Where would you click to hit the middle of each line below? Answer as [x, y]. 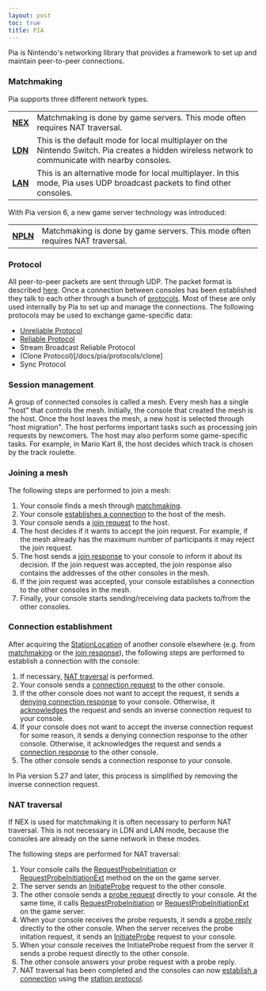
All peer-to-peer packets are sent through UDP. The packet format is [120, 281]
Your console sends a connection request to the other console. [122, 685]
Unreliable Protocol [51, 330]
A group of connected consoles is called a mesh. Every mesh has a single [129, 402]
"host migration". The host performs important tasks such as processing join [133, 427]
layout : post [30, 15]
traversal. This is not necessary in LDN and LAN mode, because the [119, 830]
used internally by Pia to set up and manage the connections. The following [131, 306]
